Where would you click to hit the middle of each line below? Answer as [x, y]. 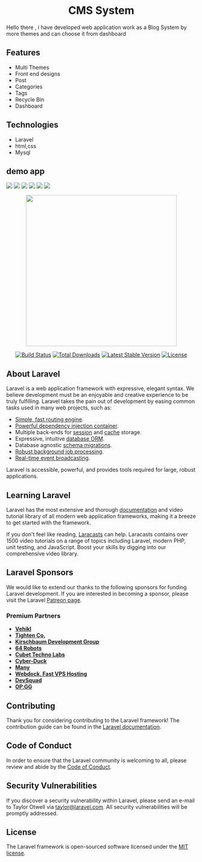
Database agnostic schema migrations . [64, 445]
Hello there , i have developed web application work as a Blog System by [96, 27]
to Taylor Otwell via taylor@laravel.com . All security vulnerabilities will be [97, 807]
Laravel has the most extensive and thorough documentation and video [95, 510]
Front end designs [37, 74]
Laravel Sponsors [40, 573]
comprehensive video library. [43, 553]
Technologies [33, 125]
